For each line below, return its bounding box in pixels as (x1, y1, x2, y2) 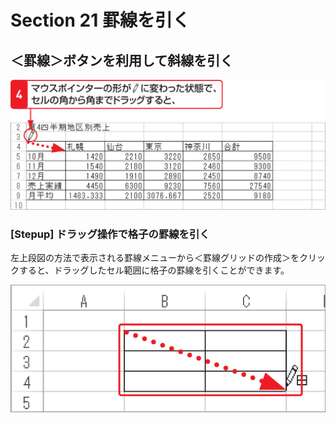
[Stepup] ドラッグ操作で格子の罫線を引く (10, 227, 210, 241)
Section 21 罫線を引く (10, 9, 190, 32)
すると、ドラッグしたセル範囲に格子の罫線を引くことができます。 (18, 264, 290, 276)
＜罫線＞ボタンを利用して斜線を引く (10, 52, 234, 69)
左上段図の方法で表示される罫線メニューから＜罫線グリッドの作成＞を (10, 252, 300, 264)
